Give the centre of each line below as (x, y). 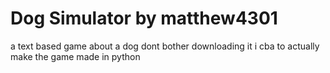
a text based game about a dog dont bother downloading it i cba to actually (165, 46)
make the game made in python (75, 56)
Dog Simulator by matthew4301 (144, 18)
